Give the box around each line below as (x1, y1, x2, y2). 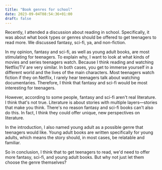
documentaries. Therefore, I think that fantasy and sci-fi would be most (5, 80, 148, 86)
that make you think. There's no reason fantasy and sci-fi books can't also (5, 105, 154, 110)
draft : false (5, 16, 32, 21)
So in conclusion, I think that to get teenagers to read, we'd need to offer (5, 149, 150, 155)
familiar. (5, 140, 21, 146)
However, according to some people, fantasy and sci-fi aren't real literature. (5, 94, 157, 100)
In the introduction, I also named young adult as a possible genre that (5, 124, 144, 130)
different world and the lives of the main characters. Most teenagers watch (5, 70, 154, 76)
